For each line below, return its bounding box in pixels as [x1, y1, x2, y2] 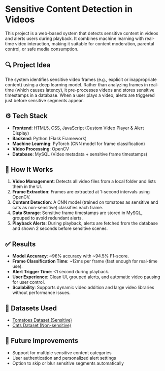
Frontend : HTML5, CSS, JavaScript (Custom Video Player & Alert [12, 125, 144, 131]
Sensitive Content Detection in [5, 3, 133, 15]
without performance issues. [12, 290, 71, 296]
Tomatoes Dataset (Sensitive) [12, 317, 72, 323]
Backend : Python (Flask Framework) [12, 135, 87, 141]
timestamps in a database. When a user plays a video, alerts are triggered [5, 92, 155, 98]
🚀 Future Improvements [5, 336, 79, 345]
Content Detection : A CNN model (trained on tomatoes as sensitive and [12, 199, 159, 205]
